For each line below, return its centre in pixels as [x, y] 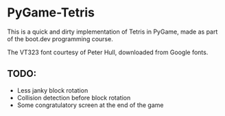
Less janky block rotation [52, 90]
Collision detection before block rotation [74, 97]
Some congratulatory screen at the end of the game [90, 105]
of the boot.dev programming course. [60, 38]
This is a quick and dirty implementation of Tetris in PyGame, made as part [113, 32]
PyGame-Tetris [51, 13]
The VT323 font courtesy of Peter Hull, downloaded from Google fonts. [108, 52]
